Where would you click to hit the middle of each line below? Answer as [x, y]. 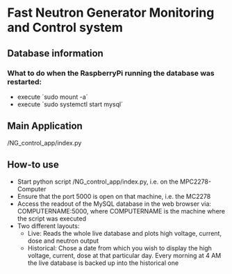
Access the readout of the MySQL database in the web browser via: [114, 204]
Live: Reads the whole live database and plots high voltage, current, [125, 233]
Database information [56, 53]
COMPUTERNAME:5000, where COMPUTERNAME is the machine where [121, 211]
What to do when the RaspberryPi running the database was [111, 73]
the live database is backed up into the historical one [103, 263]
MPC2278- [196, 182]
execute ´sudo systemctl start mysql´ [70, 104]
